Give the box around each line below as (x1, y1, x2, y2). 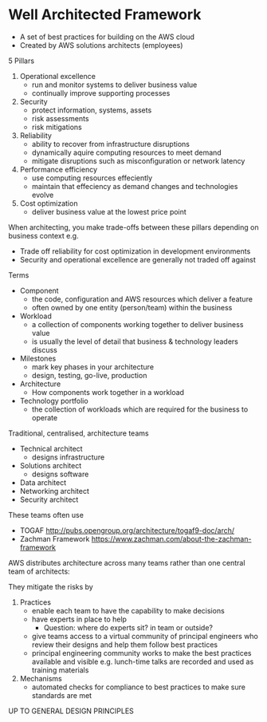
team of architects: (8, 566, 70, 576)
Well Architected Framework (8, 6, 202, 24)
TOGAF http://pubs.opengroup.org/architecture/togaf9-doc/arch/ (19, 525, 235, 535)
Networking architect (19, 486, 89, 495)
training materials (31, 665, 89, 675)
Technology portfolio (19, 396, 89, 405)
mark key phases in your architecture (31, 361, 154, 372)
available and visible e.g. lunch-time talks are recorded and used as (31, 657, 254, 666)
